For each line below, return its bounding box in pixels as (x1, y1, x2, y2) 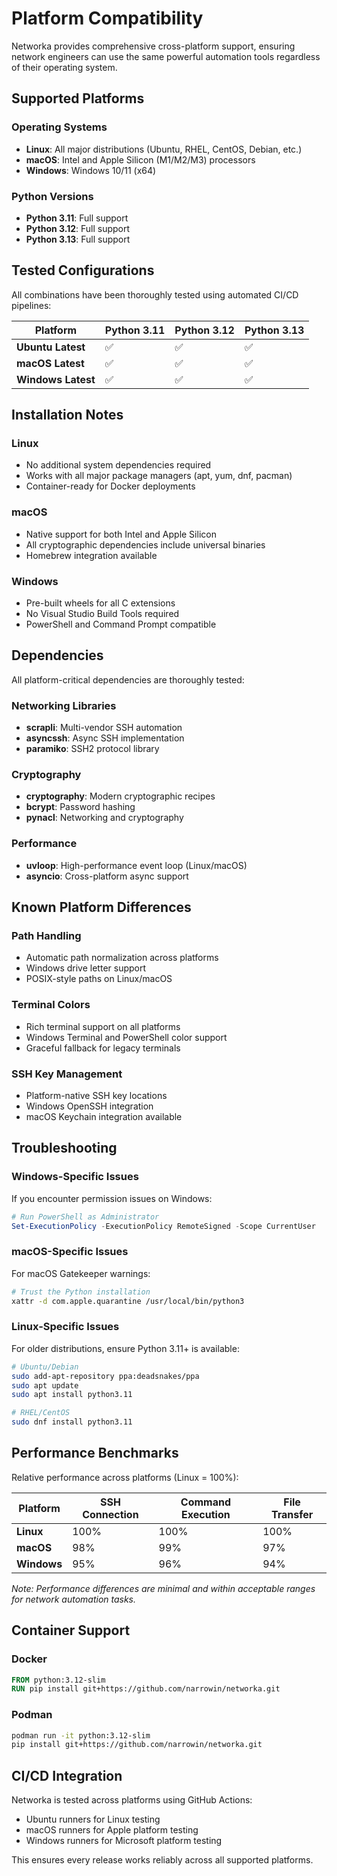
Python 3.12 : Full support (25, 222, 131, 234)
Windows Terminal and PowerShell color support (25, 1031, 228, 1043)
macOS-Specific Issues (11, 1245, 129, 1259)
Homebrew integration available (25, 549, 158, 561)
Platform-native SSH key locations (25, 1090, 168, 1101)
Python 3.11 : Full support (25, 212, 129, 224)
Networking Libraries (11, 698, 117, 712)
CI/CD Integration (11, 1767, 123, 1784)
